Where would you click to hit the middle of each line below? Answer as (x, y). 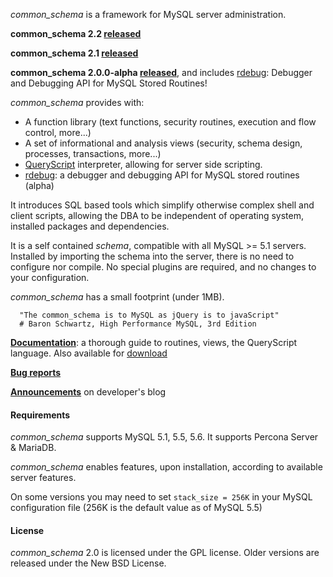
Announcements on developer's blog (88, 392)
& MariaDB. (33, 448)
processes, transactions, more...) (93, 153)
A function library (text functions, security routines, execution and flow (170, 122)
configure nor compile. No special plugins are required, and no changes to (163, 267)
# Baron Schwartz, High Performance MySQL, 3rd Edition (138, 324)
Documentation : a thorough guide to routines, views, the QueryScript (154, 342)
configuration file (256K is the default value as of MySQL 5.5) (136, 508)
